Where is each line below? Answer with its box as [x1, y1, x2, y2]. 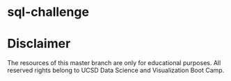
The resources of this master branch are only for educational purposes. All [7, 59, 221, 67]
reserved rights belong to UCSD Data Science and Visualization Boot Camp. [7, 66, 225, 75]
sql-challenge [7, 4, 89, 20]
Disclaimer [7, 36, 71, 52]
